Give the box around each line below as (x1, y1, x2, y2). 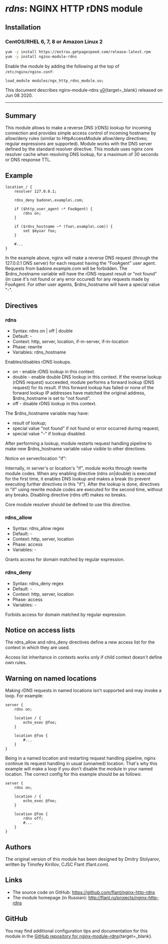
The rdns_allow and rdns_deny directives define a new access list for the (5, 639, 155, 645)
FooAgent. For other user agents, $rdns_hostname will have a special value (5, 281, 160, 287)
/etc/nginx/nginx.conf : (5, 68, 54, 74)
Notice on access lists (5, 625, 75, 635)
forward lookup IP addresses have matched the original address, (12, 390, 146, 396)
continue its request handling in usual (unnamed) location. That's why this (5, 760, 157, 766)
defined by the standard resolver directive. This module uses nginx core (5, 146, 153, 152)
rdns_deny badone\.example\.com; (14, 198, 84, 203)
